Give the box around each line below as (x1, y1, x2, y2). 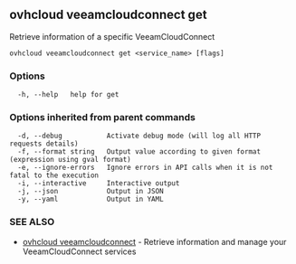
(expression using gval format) (9, 156, 131, 165)
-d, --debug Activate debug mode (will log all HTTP (17, 131, 261, 141)
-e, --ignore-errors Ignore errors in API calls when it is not (17, 163, 273, 173)
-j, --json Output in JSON (17, 187, 165, 196)
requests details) (9, 139, 79, 148)
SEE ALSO (9, 216, 55, 229)
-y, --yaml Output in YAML (17, 194, 165, 204)
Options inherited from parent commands (9, 111, 196, 124)
